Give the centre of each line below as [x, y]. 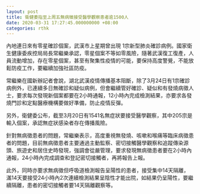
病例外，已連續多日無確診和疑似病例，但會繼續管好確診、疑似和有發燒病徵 [97, 88]
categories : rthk [28, 28]
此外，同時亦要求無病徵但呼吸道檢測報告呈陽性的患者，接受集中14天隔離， [98, 170]
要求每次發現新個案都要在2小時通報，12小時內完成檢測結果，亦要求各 [101, 96]
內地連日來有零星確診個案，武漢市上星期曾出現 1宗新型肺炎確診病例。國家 [97, 46]
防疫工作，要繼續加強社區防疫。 [50, 68]
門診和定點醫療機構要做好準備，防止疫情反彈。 [68, 103]
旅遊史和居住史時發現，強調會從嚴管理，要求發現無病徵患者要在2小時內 [104, 150]
